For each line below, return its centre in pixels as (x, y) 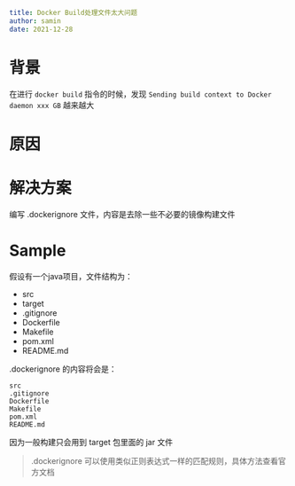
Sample (38, 251)
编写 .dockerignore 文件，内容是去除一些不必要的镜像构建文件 (122, 214)
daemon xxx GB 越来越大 (52, 105)
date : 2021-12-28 (41, 29)
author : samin (35, 21)
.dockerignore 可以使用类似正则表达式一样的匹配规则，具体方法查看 (155, 460)
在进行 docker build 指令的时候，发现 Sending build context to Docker (140, 94)
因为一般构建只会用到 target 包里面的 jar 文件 (91, 442)
